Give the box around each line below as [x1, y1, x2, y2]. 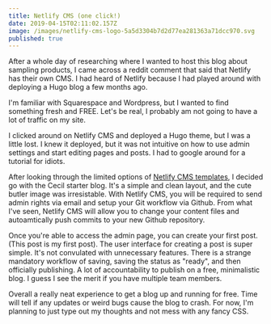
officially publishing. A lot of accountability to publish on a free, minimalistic [8, 265, 260, 275]
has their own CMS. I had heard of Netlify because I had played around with [8, 74, 261, 83]
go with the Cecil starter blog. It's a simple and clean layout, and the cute [8, 181, 252, 191]
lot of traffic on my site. [8, 115, 87, 125]
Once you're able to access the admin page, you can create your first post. [8, 231, 259, 241]
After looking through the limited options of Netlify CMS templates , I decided [8, 172, 264, 182]
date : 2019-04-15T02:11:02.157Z [8, 19, 117, 27]
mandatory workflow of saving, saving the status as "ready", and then [8, 256, 241, 267]
